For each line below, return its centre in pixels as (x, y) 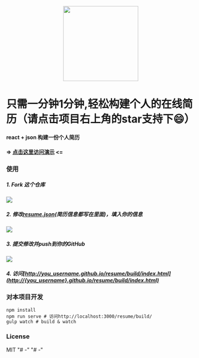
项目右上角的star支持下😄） (127, 119)
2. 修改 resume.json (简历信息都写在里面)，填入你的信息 (74, 214)
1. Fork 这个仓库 (26, 184)
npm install (21, 310)
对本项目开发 (25, 297)
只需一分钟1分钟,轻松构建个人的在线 (94, 104)
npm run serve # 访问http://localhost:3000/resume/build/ (79, 316)
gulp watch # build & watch (41, 321)
